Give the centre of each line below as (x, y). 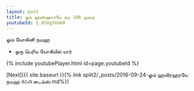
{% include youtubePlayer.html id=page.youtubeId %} (73, 64)
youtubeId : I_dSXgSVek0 (36, 23)
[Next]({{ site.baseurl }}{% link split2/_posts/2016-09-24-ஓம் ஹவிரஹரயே (97, 75)
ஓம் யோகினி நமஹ (28, 40)
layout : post (22, 12)
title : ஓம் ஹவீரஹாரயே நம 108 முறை (50, 17)
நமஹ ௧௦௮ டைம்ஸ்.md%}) (38, 81)
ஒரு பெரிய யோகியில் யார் (43, 52)
